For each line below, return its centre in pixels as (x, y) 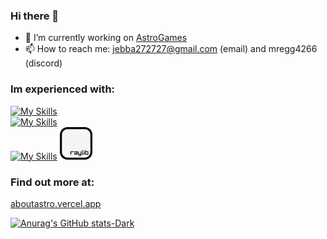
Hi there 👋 (35, 16)
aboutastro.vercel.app (56, 203)
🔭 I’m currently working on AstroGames (106, 38)
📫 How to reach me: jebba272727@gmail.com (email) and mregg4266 (171, 49)
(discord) (43, 63)
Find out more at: (52, 182)
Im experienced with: (63, 89)
